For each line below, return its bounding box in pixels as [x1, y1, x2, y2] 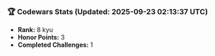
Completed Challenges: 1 [17, 40, 93, 49]
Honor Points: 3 [17, 33, 65, 42]
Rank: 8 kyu [17, 26, 53, 34]
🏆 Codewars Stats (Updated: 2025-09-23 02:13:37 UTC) [7, 6, 209, 16]
